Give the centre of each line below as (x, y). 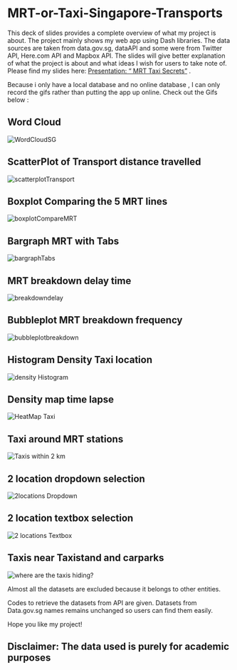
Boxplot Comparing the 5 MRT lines (88, 201)
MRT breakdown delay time (69, 281)
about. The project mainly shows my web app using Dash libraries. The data (119, 40)
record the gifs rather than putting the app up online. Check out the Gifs (112, 92)
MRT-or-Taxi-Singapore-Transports (115, 13)
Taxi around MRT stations (65, 439)
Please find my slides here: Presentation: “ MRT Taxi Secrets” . (99, 71)
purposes (29, 658)
